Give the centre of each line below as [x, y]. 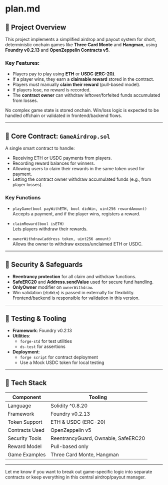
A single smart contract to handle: [40, 148]
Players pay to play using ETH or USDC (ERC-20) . [64, 74]
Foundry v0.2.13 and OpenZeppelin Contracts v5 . [57, 50]
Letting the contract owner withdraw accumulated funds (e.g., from [82, 179]
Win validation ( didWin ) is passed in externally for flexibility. [73, 293]
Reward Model [25, 446]
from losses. [25, 100]
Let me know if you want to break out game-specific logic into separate [79, 471]
